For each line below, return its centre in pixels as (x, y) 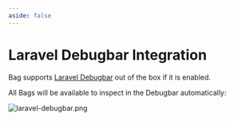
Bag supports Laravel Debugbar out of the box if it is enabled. (110, 77)
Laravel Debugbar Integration (108, 55)
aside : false (30, 16)
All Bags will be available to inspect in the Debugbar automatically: (117, 92)
